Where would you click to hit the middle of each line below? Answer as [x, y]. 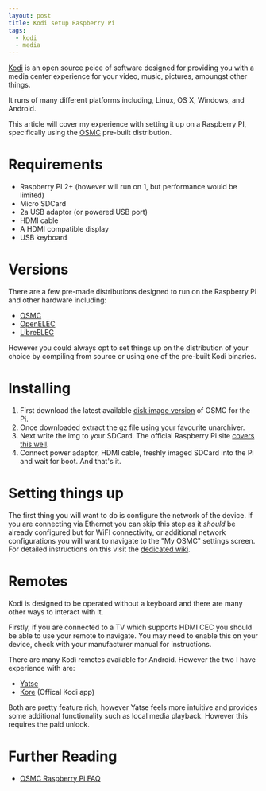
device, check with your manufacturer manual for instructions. [110, 644]
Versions [39, 269]
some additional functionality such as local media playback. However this [128, 715]
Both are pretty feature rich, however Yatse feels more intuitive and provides [133, 707]
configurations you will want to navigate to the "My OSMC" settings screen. [132, 540]
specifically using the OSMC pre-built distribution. [90, 133]
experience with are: [42, 668]
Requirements [56, 165]
